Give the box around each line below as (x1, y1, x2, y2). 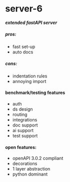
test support (12, 133, 38, 139)
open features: (5, 144, 36, 150)
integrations (12, 117, 37, 123)
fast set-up (12, 43, 35, 49)
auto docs (12, 48, 33, 55)
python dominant (12, 171, 48, 177)
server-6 (5, 3, 42, 14)
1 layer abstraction (12, 166, 50, 172)
